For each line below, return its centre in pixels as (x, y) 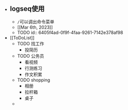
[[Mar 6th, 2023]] (35, 27)
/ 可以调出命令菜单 (36, 22)
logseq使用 (27, 9)
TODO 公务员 (31, 56)
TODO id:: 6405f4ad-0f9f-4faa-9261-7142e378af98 (70, 32)
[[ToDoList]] (22, 37)
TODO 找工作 (31, 43)
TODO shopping (34, 80)
